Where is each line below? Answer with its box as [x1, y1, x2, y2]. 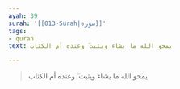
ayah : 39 [8, 11, 38, 20]
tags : [8, 27, 27, 35]
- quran [8, 34, 35, 43]
